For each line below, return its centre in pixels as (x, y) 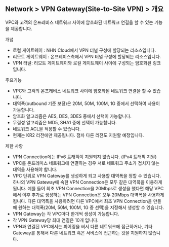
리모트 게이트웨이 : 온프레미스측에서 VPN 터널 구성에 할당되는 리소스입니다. (87, 56)
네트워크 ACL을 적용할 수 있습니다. (47, 129)
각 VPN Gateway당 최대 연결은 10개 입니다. (55, 220)
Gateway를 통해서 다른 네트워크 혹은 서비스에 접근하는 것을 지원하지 (80, 233)
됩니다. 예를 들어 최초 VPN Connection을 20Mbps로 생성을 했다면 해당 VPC (88, 188)
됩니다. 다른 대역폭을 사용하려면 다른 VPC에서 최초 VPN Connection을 (82, 201)
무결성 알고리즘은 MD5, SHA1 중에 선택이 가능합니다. (65, 122)
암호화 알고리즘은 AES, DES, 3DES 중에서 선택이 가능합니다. (72, 116)
